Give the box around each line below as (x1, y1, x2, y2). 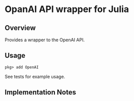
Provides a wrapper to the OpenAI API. (5, 37, 85, 43)
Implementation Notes (5, 88, 77, 96)
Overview (5, 24, 36, 32)
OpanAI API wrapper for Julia (5, 4, 129, 15)
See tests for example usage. (5, 73, 65, 79)
